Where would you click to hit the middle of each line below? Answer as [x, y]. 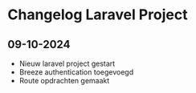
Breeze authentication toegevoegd [76, 72]
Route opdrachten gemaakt [64, 81]
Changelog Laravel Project [98, 15]
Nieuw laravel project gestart [67, 63]
